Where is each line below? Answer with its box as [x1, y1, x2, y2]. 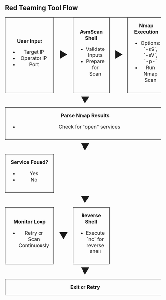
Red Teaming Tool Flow [5, 4, 78, 12]
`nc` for [86, 235, 104, 242]
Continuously [18, 242, 49, 249]
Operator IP [20, 54, 47, 61]
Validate [85, 46, 105, 52]
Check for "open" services [58, 123, 121, 130]
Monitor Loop [13, 218, 46, 225]
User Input [17, 37, 42, 44]
